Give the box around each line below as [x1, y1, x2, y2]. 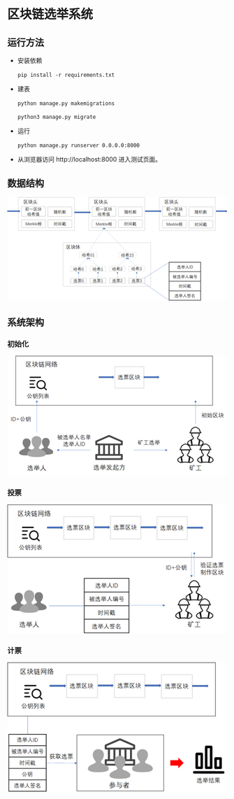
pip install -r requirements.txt [17, 71, 115, 78]
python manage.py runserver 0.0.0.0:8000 [17, 142, 140, 149]
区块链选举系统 [7, 6, 94, 22]
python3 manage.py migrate [17, 113, 96, 120]
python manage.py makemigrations [17, 100, 115, 107]
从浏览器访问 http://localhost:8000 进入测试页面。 [17, 155, 162, 163]
